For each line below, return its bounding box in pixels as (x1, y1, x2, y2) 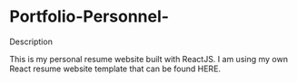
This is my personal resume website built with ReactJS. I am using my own (9, 53, 289, 64)
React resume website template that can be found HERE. (9, 63, 221, 74)
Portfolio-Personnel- (9, 6, 170, 27)
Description (9, 36, 53, 47)
